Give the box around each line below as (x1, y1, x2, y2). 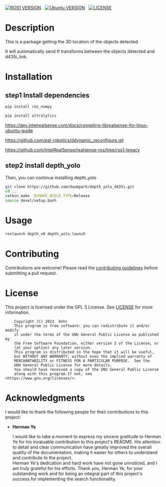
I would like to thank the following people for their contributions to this (5, 409, 149, 415)
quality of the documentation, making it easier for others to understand (12, 449, 158, 455)
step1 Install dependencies (5, 91, 90, 99)
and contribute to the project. (12, 455, 73, 461)
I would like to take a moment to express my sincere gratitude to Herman (12, 433, 162, 439)
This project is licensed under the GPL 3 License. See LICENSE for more (5, 304, 153, 310)
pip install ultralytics (5, 113, 57, 118)
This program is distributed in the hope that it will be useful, (14, 349, 155, 354)
